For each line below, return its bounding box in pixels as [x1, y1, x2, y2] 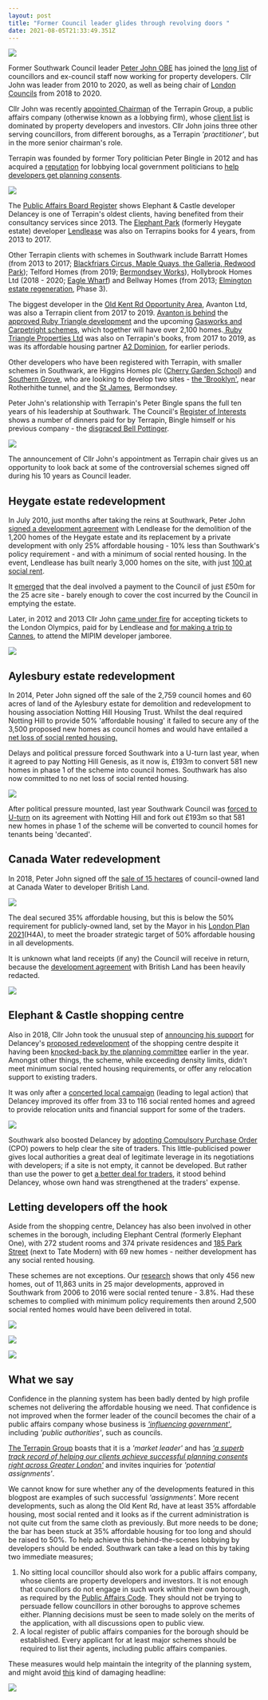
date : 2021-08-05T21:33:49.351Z [8, 26, 116, 34]
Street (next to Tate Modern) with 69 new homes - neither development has [8, 1247, 257, 1256]
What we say [8, 1373, 74, 1386]
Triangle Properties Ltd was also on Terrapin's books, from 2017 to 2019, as [8, 333, 257, 343]
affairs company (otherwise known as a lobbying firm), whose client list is [8, 112, 250, 122]
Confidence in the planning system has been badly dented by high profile [8, 1394, 250, 1404]
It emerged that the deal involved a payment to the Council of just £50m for [8, 582, 256, 591]
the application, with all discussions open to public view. [19, 1619, 205, 1628]
